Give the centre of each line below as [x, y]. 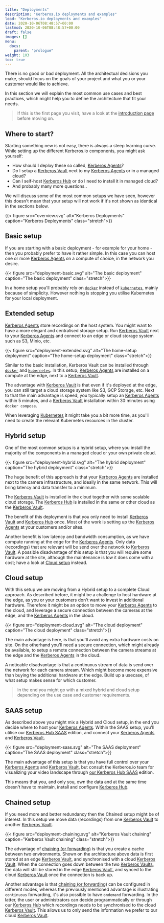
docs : [15, 46]
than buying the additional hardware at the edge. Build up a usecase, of [77, 675]
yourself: [14, 156]
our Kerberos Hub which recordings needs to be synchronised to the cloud [81, 905]
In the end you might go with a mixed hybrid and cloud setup [78, 690]
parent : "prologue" [34, 50]
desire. [12, 263]
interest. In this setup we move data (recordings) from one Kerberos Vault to [82, 819]
